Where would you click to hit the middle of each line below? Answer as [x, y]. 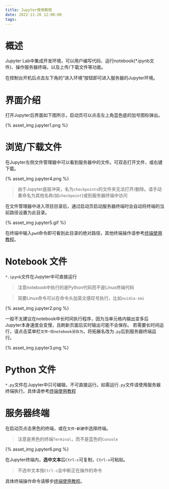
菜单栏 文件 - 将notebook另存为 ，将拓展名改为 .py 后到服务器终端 [90, 331]
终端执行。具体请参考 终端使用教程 [41, 391]
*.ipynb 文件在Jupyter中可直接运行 [41, 277]
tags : [11, 19]
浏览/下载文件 [34, 147]
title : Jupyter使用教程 [29, 10]
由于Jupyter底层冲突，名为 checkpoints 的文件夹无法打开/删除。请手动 [90, 189]
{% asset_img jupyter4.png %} [37, 179]
